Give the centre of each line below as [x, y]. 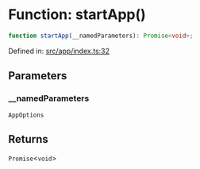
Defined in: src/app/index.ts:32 [59, 51]
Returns [29, 139]
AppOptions [26, 115]
